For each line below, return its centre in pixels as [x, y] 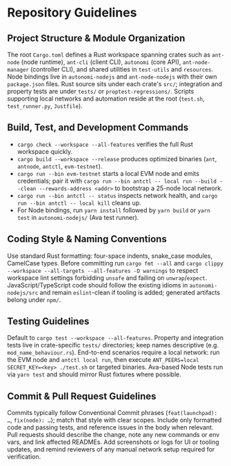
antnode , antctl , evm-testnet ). [60, 166]
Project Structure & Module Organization [96, 38]
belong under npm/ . [34, 300]
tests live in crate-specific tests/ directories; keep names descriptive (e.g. [113, 345]
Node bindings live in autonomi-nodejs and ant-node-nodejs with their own [112, 77]
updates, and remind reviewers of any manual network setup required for [111, 449]
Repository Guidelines [72, 13]
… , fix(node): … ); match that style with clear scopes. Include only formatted [114, 420]
